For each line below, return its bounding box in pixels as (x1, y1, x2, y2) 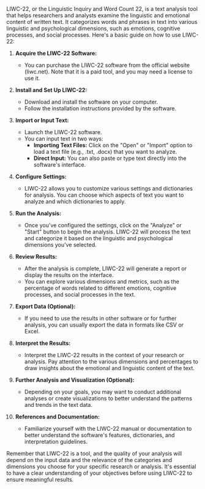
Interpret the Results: (15, 339, 71, 347)
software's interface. (33, 161, 86, 168)
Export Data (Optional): (15, 303, 76, 310)
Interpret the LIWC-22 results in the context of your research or (24, 352, 185, 358)
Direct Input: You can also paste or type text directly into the (33, 154, 187, 162)
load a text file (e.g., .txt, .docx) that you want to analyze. (33, 148, 177, 155)
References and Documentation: (15, 413, 100, 420)
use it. (24, 75, 40, 81)
